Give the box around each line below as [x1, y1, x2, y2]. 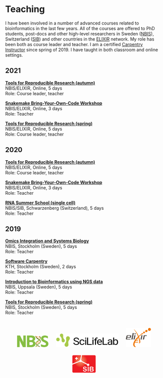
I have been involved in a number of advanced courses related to [5, 20, 139, 26]
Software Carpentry [5, 258, 47, 264]
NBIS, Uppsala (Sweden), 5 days [5, 284, 72, 290]
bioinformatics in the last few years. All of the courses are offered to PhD [5, 25, 155, 31]
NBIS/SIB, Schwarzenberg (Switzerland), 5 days [5, 205, 104, 211]
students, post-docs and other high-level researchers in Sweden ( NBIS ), [5, 31, 154, 37]
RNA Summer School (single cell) [5, 199, 76, 206]
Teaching [5, 4, 45, 15]
